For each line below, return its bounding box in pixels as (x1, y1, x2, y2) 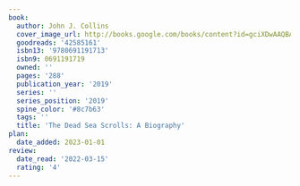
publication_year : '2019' (16, 80, 114, 89)
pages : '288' (16, 72, 65, 80)
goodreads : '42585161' (16, 38, 101, 47)
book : (8, 13, 29, 22)
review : (8, 146, 38, 155)
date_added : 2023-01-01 (16, 138, 105, 147)
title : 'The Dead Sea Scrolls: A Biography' (16, 122, 185, 131)
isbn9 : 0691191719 (16, 55, 86, 63)
